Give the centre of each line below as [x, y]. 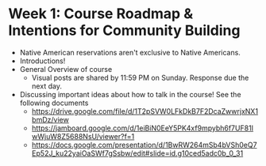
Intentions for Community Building [124, 30]
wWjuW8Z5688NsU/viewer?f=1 [83, 136]
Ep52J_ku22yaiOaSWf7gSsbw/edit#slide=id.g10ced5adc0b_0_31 [137, 153]
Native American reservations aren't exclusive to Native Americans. [130, 52]
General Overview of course [66, 69]
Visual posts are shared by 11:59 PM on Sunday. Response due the [140, 77]
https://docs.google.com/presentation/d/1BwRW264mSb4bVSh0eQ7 [144, 145]
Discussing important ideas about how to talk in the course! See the [130, 94]
